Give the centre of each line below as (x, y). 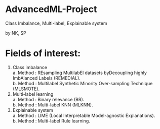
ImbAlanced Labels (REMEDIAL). (47, 78)
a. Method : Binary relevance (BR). (48, 99)
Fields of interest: (43, 53)
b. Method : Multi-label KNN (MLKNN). (53, 105)
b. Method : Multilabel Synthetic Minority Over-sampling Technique (83, 83)
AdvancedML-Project (51, 9)
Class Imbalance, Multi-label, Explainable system (56, 23)
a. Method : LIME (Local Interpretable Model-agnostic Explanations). (84, 115)
